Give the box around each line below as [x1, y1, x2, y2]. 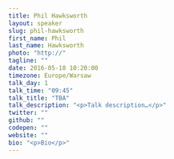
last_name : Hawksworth [8, 42, 84, 50]
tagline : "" [8, 57, 48, 65]
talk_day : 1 [8, 79, 48, 87]
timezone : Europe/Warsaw [8, 71, 91, 79]
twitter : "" [8, 109, 48, 117]
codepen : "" [8, 124, 48, 132]
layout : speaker [8, 19, 63, 27]
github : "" [8, 116, 45, 124]
